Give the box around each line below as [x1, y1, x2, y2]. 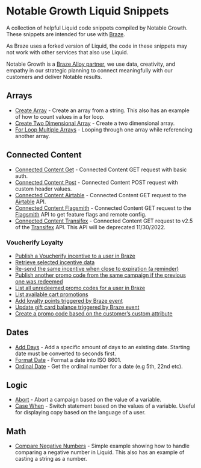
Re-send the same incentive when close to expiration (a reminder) [14, 265, 179, 272]
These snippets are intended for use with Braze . [6, 30, 125, 37]
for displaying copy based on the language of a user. [14, 409, 146, 416]
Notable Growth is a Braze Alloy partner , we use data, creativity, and [6, 60, 176, 68]
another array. [14, 132, 51, 139]
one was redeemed [14, 277, 63, 285]
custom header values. [14, 185, 72, 192]
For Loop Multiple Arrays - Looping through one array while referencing [14, 125, 193, 133]
